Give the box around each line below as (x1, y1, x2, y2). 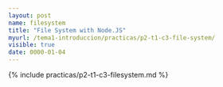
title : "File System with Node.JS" (8, 26, 127, 34)
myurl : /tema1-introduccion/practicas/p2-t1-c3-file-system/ (8, 33, 216, 42)
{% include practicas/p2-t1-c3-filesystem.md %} (8, 70, 169, 79)
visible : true (8, 41, 56, 49)
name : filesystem (8, 19, 66, 27)
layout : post (8, 11, 52, 20)
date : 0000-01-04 (8, 48, 66, 56)
